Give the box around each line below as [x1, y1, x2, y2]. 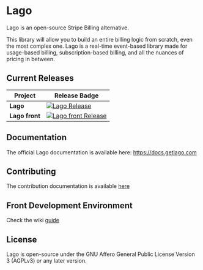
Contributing [6, 166, 56, 176]
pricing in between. [6, 55, 55, 62]
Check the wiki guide [6, 217, 60, 224]
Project [14, 91, 36, 100]
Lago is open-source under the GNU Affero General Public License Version [6, 250, 195, 258]
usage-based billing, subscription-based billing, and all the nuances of [6, 48, 184, 56]
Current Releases [6, 73, 75, 83]
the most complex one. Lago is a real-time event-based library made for [6, 42, 188, 50]
